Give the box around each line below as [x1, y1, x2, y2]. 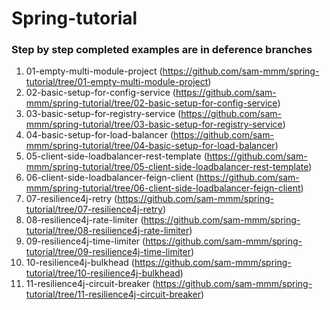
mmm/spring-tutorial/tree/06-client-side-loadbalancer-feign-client [25, 182, 301, 194]
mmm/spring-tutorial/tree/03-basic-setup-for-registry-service [25, 118, 283, 131]
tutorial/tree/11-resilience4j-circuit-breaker [25, 288, 202, 301]
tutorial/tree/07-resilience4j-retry [25, 203, 163, 216]
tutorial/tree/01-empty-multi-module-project [25, 76, 209, 88]
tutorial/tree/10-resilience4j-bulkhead [25, 267, 181, 279]
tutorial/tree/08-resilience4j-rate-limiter [25, 225, 190, 237]
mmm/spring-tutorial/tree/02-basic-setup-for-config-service [25, 97, 278, 109]
